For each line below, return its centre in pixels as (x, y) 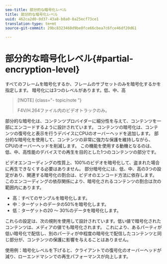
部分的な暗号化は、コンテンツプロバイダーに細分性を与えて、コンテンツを (81, 121)
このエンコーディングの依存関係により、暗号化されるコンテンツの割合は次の (83, 181)
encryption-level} (42, 70)
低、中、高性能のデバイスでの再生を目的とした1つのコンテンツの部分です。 (82, 152)
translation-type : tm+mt (31, 24)
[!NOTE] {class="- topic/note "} (49, 100)
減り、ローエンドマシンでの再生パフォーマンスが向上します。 (68, 257)
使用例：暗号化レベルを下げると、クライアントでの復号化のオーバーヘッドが (83, 250)
